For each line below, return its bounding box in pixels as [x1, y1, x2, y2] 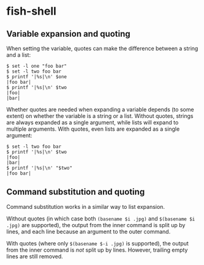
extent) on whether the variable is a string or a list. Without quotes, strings [6, 112, 194, 120]
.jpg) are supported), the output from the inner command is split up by [6, 221, 186, 228]
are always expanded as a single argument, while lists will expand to [6, 119, 179, 126]
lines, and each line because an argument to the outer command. [6, 228, 171, 235]
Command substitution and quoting [6, 187, 145, 197]
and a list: [6, 51, 31, 59]
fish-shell [6, 4, 57, 18]
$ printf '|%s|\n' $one [6, 74, 67, 80]
